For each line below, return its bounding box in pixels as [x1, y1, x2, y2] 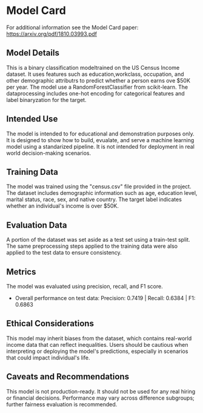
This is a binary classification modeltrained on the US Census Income [6, 64, 180, 71]
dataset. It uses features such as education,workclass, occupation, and [6, 70, 184, 78]
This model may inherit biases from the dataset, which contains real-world [6, 335, 192, 342]
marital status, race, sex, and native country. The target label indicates [6, 196, 182, 203]
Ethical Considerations [6, 318, 94, 329]
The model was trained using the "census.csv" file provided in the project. [6, 183, 192, 190]
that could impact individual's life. [6, 353, 90, 361]
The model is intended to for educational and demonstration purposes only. [6, 130, 195, 137]
